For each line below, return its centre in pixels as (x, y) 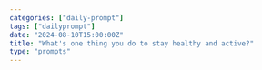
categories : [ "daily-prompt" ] (67, 18)
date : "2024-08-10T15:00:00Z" (67, 35)
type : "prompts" (40, 52)
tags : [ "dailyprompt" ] (52, 26)
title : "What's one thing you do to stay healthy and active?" (132, 43)
